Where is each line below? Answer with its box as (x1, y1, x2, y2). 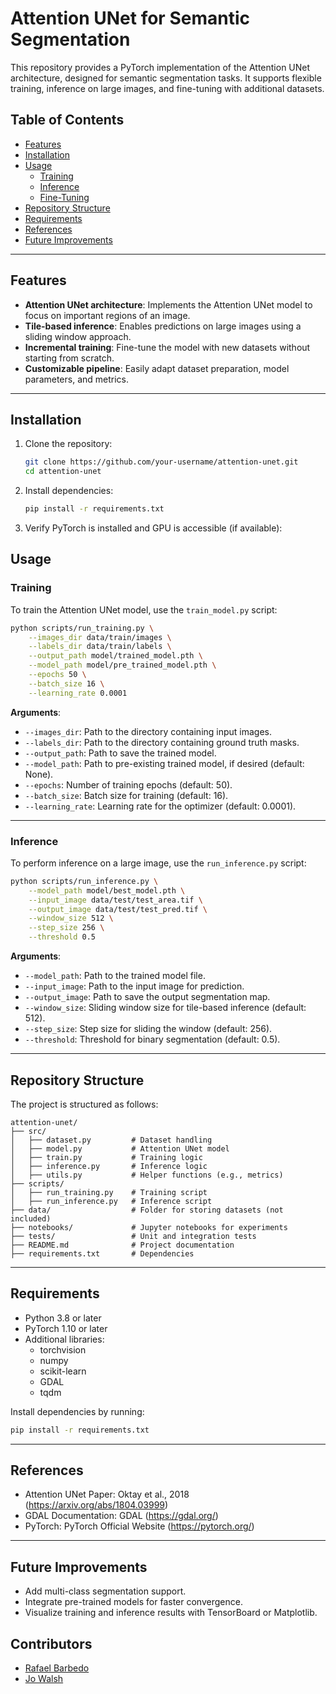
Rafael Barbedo (24, 1662, 90, 1674)
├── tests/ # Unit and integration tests (10, 1231, 257, 1241)
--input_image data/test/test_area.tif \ (28, 895, 203, 905)
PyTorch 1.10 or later (24, 1322, 108, 1334)
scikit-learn (39, 1365, 87, 1377)
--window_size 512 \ (28, 913, 114, 924)
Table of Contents (10, 112, 125, 129)
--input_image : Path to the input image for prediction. (24, 980, 245, 992)
